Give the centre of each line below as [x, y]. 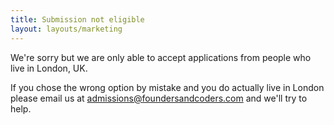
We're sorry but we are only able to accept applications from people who [161, 57]
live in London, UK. [49, 68]
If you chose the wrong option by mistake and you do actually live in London [167, 87]
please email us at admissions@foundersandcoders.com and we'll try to [159, 98]
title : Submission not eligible [77, 19]
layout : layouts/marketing [66, 29]
